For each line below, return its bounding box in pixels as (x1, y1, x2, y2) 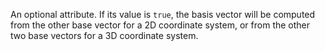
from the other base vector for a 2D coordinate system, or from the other (10, 19, 311, 31)
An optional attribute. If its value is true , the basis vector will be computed (10, 9, 316, 20)
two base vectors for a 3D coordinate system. (10, 30, 199, 41)
